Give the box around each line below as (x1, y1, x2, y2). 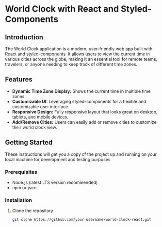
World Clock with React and (5, 3, 119, 15)
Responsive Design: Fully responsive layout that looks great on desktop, (12, 109, 158, 114)
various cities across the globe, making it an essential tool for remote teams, (5, 56, 158, 62)
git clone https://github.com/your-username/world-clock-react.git (12, 217, 151, 222)
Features (5, 75, 32, 83)
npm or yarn (12, 184, 37, 190)
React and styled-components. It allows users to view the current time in (5, 51, 150, 57)
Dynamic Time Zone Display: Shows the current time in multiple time (12, 88, 151, 94)
